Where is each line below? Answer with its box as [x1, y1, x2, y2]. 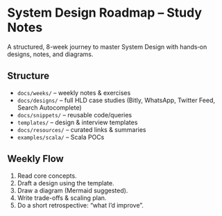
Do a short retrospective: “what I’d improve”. [17, 201, 144, 209]
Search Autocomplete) [17, 103, 82, 112]
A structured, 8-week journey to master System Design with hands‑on [7, 42, 207, 51]
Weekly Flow [7, 153, 64, 165]
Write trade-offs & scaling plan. [17, 193, 107, 202]
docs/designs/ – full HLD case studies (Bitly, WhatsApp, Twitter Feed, [17, 96, 215, 104]
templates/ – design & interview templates [17, 118, 138, 126]
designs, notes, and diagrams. [7, 50, 94, 58]
